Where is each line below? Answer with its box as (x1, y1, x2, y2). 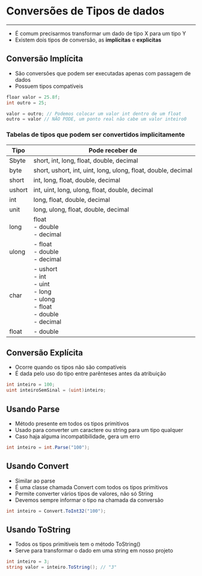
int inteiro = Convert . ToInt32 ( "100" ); (6, 508, 106, 514)
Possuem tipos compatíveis (14, 83, 84, 90)
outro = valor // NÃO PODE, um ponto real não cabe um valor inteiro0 (6, 116, 187, 122)
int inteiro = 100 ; (6, 381, 55, 388)
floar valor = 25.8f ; (6, 94, 61, 100)
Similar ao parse (14, 477, 55, 484)
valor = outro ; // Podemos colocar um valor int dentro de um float (6, 110, 182, 117)
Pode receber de (88, 146, 137, 154)
